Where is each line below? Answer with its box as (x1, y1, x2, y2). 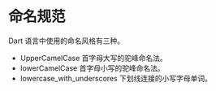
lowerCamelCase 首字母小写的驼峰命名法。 (19, 63, 165, 73)
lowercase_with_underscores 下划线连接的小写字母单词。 (19, 73, 213, 83)
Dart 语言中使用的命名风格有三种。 (8, 36, 124, 45)
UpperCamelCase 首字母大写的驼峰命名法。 (19, 53, 168, 63)
